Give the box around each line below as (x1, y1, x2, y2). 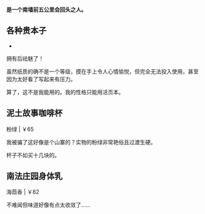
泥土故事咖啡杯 (6, 108, 63, 119)
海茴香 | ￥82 (6, 188, 40, 196)
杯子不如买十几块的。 (6, 151, 60, 158)
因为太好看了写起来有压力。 (6, 75, 76, 83)
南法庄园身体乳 (6, 171, 63, 182)
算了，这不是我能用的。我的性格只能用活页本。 (6, 88, 124, 95)
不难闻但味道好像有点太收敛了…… (6, 201, 91, 208)
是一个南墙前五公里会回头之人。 (6, 6, 87, 13)
